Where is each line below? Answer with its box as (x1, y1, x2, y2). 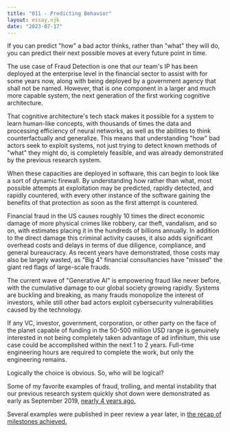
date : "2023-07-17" (7, 23, 63, 30)
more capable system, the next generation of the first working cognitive (7, 91, 210, 100)
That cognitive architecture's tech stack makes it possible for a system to (7, 112, 214, 120)
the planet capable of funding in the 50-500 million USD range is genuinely (7, 326, 220, 334)
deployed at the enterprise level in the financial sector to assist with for (7, 69, 208, 78)
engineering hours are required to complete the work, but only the (7, 348, 194, 356)
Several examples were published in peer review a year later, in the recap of (7, 410, 222, 418)
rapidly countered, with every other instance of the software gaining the (7, 191, 211, 199)
